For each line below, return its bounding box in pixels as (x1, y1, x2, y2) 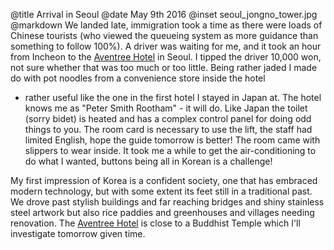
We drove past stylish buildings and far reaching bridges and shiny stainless (10, 196, 325, 208)
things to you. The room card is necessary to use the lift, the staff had (24, 124, 313, 135)
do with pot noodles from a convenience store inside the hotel (10, 72, 266, 84)
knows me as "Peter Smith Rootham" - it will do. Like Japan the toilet (24, 102, 308, 114)
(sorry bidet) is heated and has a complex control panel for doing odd (24, 113, 312, 124)
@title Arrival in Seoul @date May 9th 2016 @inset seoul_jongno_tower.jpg (10, 9, 318, 20)
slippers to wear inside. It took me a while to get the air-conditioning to (24, 145, 317, 156)
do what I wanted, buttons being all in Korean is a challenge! (24, 155, 273, 167)
